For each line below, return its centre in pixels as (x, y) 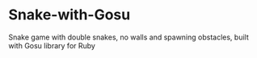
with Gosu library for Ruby (52, 45)
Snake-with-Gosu (70, 15)
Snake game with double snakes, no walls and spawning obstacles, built (128, 37)
